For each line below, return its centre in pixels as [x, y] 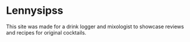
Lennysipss [35, 11]
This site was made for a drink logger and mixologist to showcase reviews [95, 26]
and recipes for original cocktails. [46, 32]
